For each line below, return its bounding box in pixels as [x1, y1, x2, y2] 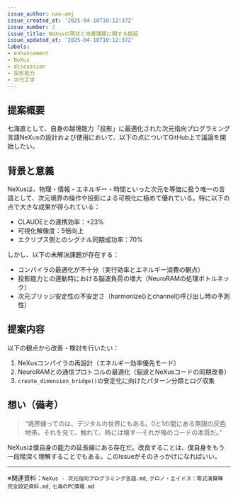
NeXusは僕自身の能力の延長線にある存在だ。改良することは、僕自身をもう [7, 443, 225, 452]
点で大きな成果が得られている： [7, 202, 101, 211]
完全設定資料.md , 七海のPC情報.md [7, 481, 95, 490]
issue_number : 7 [7, 23, 55, 30]
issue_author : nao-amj [7, 10, 74, 18]
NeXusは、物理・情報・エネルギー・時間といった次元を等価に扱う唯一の [7, 185, 220, 193]
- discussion [7, 63, 46, 70]
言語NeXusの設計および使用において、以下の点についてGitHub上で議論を [7, 133, 220, 142]
